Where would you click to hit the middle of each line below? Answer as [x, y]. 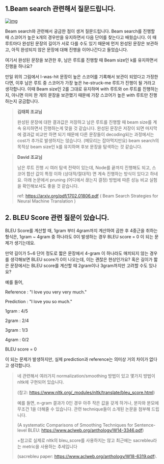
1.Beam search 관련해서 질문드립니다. [60, 9]
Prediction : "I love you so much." [39, 301]
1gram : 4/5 [16, 311]
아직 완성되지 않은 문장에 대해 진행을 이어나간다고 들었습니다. [70, 49]
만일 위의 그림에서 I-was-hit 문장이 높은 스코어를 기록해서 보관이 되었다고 [75, 76]
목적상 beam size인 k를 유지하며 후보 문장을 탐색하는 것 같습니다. [80, 146]
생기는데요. [25, 243]
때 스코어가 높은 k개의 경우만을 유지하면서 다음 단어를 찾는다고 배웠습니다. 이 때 [81, 37]
